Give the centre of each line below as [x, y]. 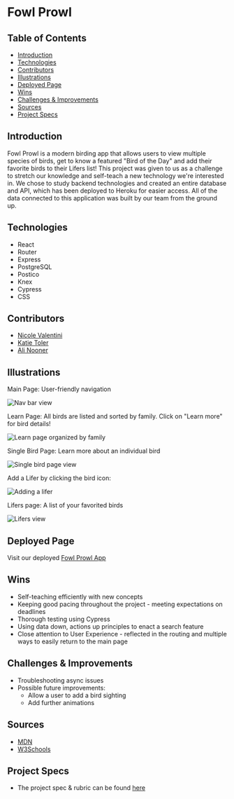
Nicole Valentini [40, 335]
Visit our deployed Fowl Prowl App [57, 558]
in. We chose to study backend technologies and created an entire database [117, 183]
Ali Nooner [33, 350]
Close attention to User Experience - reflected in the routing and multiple [122, 634]
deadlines [31, 611]
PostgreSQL [35, 266]
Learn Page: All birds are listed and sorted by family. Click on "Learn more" [115, 416]
